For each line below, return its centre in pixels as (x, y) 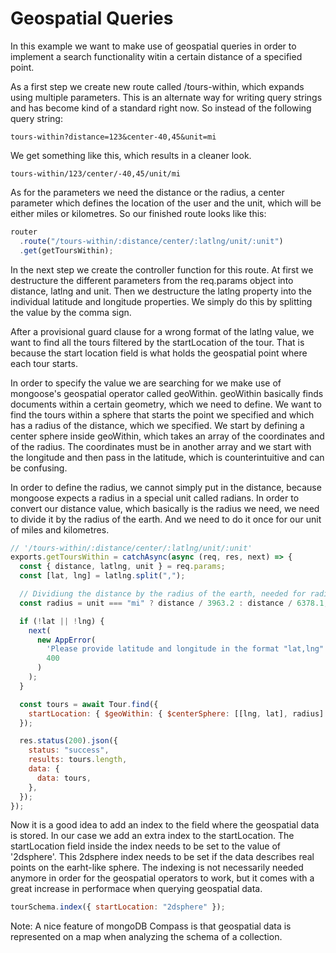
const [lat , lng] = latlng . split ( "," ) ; (102, 576)
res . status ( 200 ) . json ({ (68, 741)
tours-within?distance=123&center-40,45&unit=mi (113, 137)
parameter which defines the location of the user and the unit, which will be (166, 203)
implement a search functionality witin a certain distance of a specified (156, 56)
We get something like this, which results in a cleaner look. (131, 155)
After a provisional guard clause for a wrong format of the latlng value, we (162, 331)
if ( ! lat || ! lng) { (62, 621)
